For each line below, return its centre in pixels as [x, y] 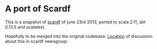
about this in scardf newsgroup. [37, 41]
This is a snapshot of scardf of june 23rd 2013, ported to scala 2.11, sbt [75, 22]
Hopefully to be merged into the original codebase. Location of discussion [79, 36]
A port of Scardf [38, 9]
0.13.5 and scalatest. [25, 27]
